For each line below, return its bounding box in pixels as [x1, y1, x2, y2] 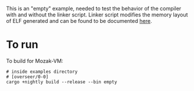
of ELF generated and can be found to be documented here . [6, 18, 152, 24]
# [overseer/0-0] [6, 73, 49, 80]
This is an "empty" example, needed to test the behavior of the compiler [6, 5, 182, 12]
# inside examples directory [6, 69, 78, 75]
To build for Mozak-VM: [6, 57, 64, 64]
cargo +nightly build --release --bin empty [6, 79, 117, 85]
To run [6, 38, 38, 52]
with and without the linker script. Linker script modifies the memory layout [6, 11, 188, 18]
